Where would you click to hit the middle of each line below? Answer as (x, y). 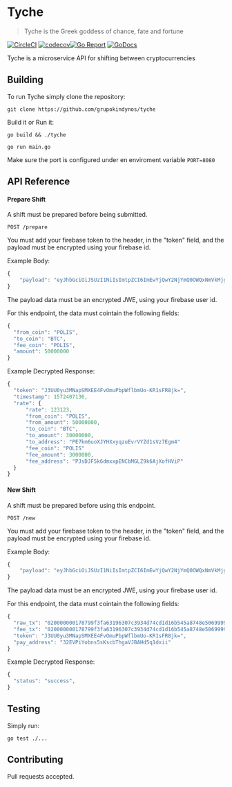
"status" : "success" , (45, 681)
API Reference (39, 182)
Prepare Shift (27, 199)
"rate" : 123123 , (49, 409)
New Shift (21, 490)
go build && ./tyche (37, 135)
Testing (24, 709)
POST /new (21, 518)
